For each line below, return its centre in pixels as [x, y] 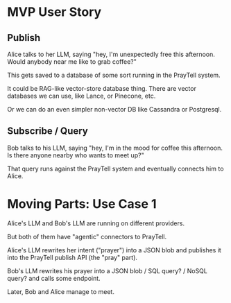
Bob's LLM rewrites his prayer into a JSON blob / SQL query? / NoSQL [108, 270]
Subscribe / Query [48, 131]
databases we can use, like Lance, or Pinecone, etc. [82, 96]
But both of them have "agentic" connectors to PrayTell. [87, 236]
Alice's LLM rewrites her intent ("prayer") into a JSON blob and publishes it [114, 250]
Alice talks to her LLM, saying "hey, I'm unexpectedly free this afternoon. [111, 54]
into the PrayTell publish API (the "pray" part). [72, 257]
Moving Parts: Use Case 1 [82, 204]
